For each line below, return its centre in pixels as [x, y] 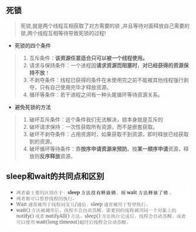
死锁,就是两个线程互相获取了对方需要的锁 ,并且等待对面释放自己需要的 [105, 26]
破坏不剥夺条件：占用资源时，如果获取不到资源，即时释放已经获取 [109, 134]
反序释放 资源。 [58, 156]
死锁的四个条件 [33, 45]
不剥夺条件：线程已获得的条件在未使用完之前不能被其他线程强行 [106, 80]
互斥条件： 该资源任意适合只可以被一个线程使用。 [88, 58]
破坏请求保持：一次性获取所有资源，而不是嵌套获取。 [94, 127]
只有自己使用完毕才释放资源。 [76, 87]
